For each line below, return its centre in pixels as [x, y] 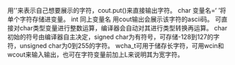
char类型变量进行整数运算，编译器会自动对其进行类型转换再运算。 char [124, 28]
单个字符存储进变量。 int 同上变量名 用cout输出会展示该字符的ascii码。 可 [114, 19]
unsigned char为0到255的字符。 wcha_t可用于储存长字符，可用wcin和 [122, 46]
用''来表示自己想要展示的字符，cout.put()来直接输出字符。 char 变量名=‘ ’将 [117, 10]
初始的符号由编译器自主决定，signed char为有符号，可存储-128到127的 [110, 37]
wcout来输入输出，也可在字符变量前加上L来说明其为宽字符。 [96, 54]
